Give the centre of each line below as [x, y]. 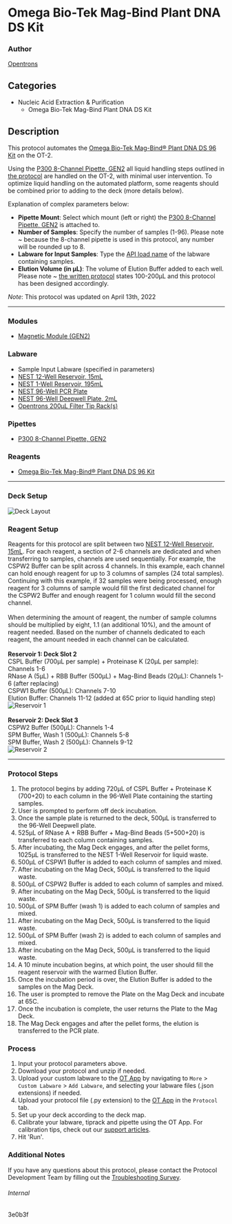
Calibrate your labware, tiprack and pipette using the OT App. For [110, 1123]
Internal [19, 1193]
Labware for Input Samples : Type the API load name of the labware [114, 254]
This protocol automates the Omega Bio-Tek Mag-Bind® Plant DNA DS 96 [112, 148]
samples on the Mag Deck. [56, 987]
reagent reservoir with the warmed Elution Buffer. [87, 972]
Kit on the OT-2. [30, 155]
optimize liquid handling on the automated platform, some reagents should [113, 184]
